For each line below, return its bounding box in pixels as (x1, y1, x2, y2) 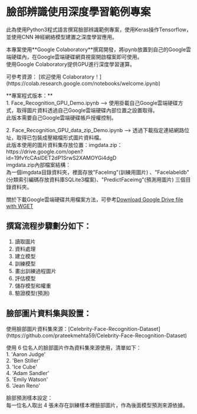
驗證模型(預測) (14, 290, 50, 297)
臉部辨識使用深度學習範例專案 (6, 5, 152, 19)
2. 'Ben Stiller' (6, 357, 40, 364)
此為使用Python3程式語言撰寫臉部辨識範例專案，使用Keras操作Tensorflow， (6, 26, 192, 33)
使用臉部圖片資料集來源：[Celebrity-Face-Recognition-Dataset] (6, 325, 160, 332)
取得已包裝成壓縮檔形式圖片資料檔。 (16, 134, 104, 141)
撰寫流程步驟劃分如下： (6, 221, 91, 231)
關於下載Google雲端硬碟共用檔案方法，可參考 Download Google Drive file (6, 196, 183, 203)
